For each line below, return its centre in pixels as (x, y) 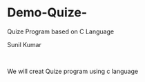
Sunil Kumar (24, 44)
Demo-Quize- (47, 13)
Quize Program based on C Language (61, 31)
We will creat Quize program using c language (73, 71)
